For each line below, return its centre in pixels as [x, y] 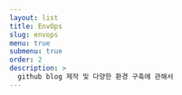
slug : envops [34, 34]
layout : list [34, 18]
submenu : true [36, 52]
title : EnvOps [36, 26]
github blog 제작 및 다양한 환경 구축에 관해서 [96, 77]
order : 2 [26, 60]
